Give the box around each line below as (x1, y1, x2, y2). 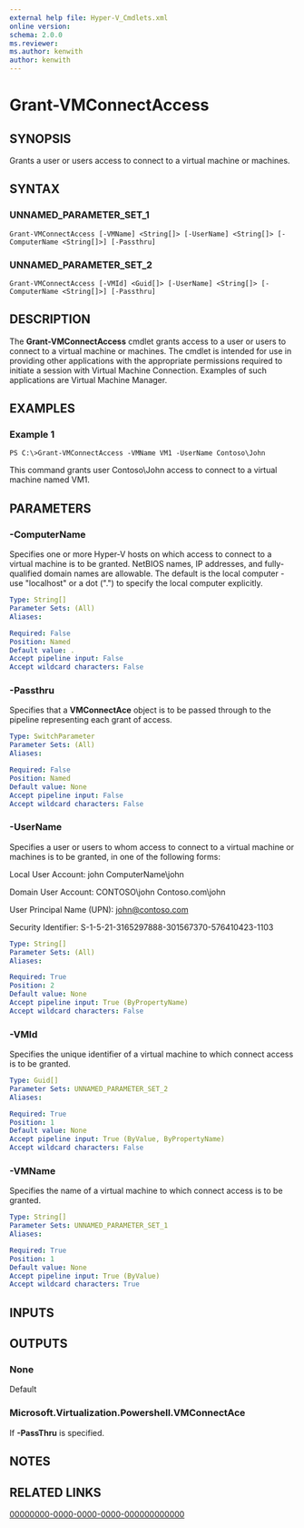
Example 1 (9, 429, 55, 441)
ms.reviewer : (9, 38, 59, 48)
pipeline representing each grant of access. (9, 714, 172, 725)
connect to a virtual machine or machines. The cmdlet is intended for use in (9, 345, 292, 356)
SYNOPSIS (9, 131, 72, 147)
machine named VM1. (9, 474, 91, 485)
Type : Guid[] (9, 1076, 59, 1086)
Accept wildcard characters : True (9, 1280, 141, 1289)
